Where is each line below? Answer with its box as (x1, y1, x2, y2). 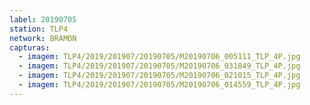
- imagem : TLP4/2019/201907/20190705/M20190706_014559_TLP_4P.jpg (18, 80, 301, 90)
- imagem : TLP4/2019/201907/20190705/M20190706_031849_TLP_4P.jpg (18, 61, 301, 71)
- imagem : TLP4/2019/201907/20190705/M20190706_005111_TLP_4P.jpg (18, 52, 301, 62)
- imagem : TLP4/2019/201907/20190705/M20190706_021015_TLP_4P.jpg (18, 71, 301, 81)
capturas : (9, 42, 51, 53)
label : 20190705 (9, 14, 77, 25)
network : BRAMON (9, 33, 77, 43)
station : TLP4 (9, 24, 69, 34)
